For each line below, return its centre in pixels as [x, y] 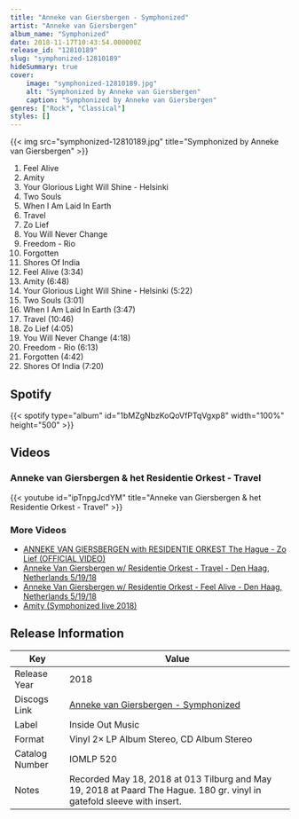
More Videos [39, 530]
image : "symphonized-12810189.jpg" [92, 83]
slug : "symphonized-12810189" [66, 59]
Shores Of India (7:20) [63, 366]
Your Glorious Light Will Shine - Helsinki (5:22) [108, 291]
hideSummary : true [44, 67]
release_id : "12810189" [54, 51]
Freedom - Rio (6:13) [60, 348]
